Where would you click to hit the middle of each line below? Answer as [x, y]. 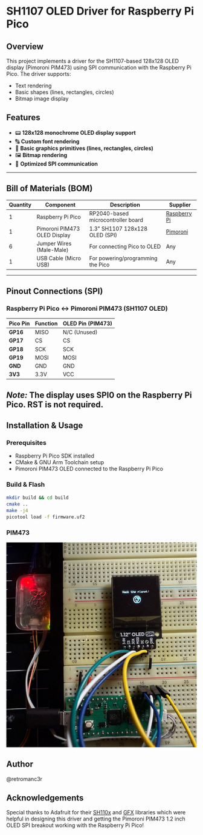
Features [23, 117]
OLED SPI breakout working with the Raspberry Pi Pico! [75, 825]
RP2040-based [109, 214]
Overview [25, 46]
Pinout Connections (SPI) [55, 292]
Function [47, 323]
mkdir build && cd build [37, 498]
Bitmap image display [42, 99]
